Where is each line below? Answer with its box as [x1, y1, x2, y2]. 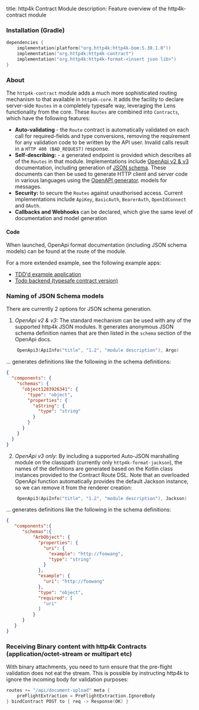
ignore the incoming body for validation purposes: [6, 676, 129, 683]
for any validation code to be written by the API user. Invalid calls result [14, 139, 189, 146]
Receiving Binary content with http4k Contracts [6, 642, 147, 651]
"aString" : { [32, 403, 65, 409]
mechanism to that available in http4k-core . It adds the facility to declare [6, 95, 184, 103]
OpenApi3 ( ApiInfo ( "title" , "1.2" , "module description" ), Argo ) [17, 347, 179, 353]
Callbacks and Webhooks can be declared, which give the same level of [14, 208, 193, 215]
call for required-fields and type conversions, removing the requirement [14, 132, 191, 139]
